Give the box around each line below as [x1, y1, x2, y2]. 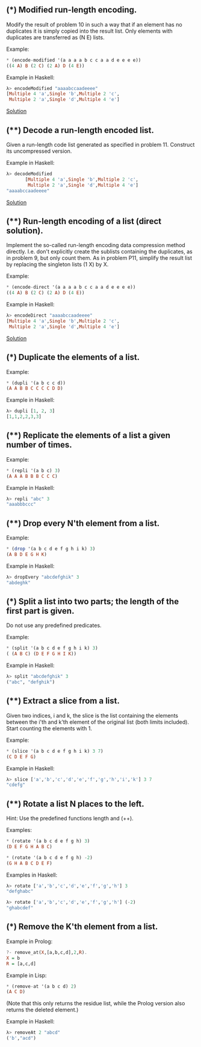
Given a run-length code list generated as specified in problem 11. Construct [6, 141, 195, 148]
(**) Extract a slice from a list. [6, 696, 120, 706]
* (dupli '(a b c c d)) [6, 380, 66, 386]
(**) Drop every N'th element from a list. [6, 518, 160, 528]
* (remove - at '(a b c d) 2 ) [6, 983, 77, 990]
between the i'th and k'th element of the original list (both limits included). [6, 718, 190, 726]
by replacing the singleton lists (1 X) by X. [6, 261, 109, 268]
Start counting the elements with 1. [6, 724, 92, 732]
